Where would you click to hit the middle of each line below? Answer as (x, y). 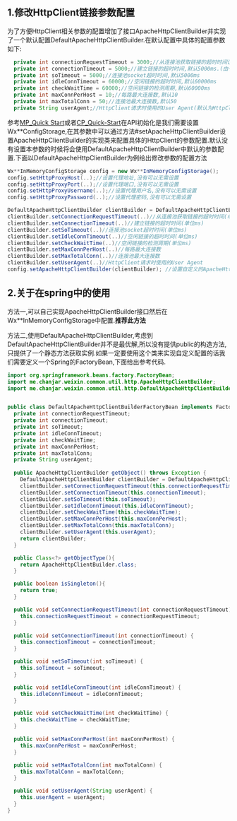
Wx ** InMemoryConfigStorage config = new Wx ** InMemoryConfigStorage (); (113, 171)
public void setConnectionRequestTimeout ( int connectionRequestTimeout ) (123, 610)
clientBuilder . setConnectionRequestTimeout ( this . (95, 486)
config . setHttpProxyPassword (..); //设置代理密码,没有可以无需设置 (99, 197)
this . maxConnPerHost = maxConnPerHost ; (79, 745)
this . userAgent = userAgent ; (63, 798)
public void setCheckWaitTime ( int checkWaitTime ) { (91, 713)
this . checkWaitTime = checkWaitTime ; (75, 720)
